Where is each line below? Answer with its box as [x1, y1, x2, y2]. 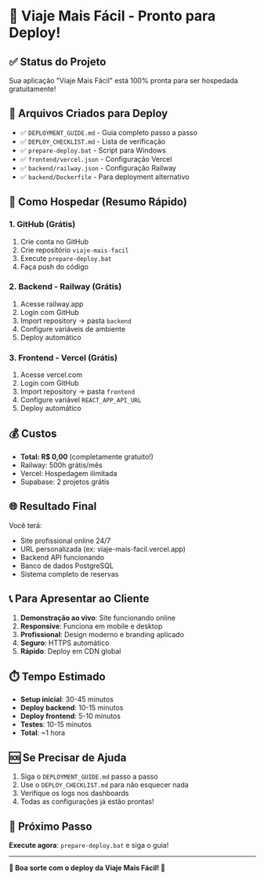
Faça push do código [20, 262, 89, 271]
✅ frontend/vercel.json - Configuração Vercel [20, 154, 172, 163]
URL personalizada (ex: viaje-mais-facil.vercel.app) [20, 544, 186, 553]
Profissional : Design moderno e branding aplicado [20, 629, 185, 639]
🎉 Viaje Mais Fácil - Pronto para [9, 7, 216, 25]
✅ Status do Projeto [9, 55, 107, 68]
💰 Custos [9, 427, 57, 441]
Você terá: [9, 520, 42, 530]
